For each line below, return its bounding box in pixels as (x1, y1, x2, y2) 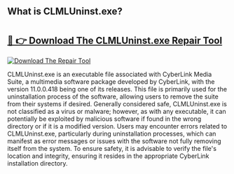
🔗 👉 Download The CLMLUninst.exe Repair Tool (7, 34, 223, 46)
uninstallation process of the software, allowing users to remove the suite (7, 92, 219, 101)
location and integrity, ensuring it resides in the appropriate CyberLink (7, 152, 209, 160)
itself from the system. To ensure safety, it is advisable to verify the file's (7, 145, 217, 152)
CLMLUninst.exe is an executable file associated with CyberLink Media (7, 70, 212, 78)
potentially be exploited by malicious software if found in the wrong (7, 115, 202, 123)
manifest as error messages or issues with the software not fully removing (7, 137, 222, 145)
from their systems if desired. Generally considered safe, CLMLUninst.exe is (7, 100, 228, 108)
